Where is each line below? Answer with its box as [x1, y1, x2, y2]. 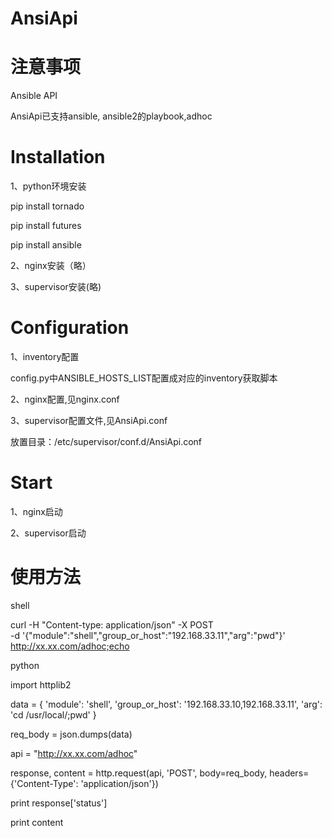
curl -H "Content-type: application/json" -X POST [10, 618, 214, 631]
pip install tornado [10, 200, 85, 212]
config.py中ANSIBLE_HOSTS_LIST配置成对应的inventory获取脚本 [10, 372, 278, 384]
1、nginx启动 [10, 505, 63, 517]
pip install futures [10, 220, 82, 232]
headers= [269, 767, 310, 779]
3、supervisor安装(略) [10, 281, 102, 293]
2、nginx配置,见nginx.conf [10, 393, 120, 405]
